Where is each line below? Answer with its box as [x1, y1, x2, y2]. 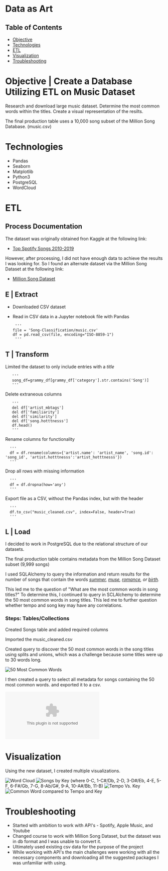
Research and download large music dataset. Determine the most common [5, 103, 159, 109]
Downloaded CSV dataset [12, 304, 66, 310]
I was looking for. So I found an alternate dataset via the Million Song [5, 260, 147, 266]
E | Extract [5, 291, 38, 299]
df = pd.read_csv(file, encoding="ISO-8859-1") [12, 332, 114, 337]
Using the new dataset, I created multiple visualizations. [5, 768, 120, 774]
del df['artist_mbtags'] [12, 405, 64, 410]
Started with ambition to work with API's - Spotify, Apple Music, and [12, 823, 153, 829]
